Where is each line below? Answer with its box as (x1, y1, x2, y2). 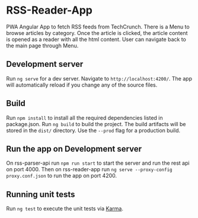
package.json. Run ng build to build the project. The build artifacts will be (6, 120, 186, 127)
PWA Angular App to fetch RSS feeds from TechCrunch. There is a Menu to (6, 23, 190, 30)
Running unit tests (6, 189, 75, 199)
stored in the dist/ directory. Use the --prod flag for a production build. (6, 127, 181, 134)
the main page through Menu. (6, 42, 79, 49)
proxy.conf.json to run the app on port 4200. (6, 172, 117, 179)
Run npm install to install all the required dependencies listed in (6, 114, 163, 121)
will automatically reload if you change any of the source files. (6, 81, 158, 88)
